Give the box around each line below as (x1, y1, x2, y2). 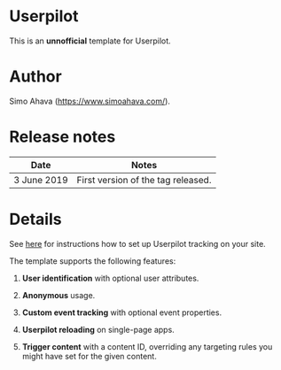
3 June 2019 (13, 173, 68, 186)
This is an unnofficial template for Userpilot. (9, 35, 171, 46)
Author (9, 66, 62, 87)
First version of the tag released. (76, 173, 212, 186)
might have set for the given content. (21, 351, 157, 361)
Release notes (9, 127, 116, 147)
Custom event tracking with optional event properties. (21, 307, 222, 318)
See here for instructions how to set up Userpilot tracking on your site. (9, 238, 266, 249)
